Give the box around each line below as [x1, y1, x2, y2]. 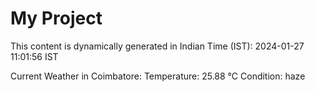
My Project [10, 7, 103, 30]
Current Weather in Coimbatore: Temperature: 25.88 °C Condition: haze [10, 70, 306, 82]
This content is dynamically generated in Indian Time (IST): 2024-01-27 [10, 40, 305, 52]
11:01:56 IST [10, 50, 59, 62]
